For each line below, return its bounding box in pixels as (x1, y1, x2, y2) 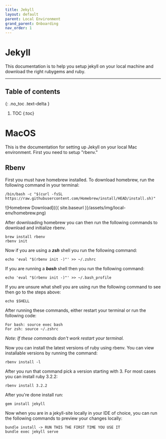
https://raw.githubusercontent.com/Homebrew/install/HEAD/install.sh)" (5, 196, 156, 201)
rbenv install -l (5, 359, 41, 364)
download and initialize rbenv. (5, 225, 66, 231)
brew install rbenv (5, 234, 45, 239)
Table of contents (5, 88, 60, 96)
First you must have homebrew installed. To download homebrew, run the (5, 177, 155, 183)
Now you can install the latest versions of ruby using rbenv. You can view (5, 344, 154, 350)
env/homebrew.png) (5, 210, 46, 216)
